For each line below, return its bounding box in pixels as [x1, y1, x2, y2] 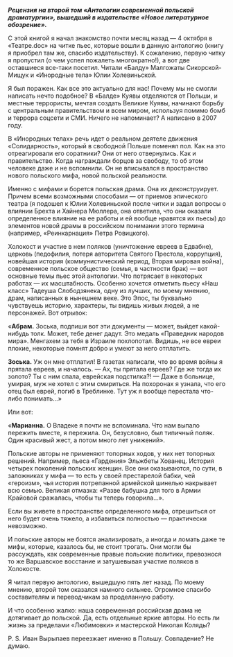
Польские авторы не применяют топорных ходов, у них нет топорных [8, 450, 216, 457]
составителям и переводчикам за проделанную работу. [8, 593, 175, 601]
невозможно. [8, 522, 48, 529]
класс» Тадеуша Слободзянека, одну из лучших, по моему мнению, [8, 287, 211, 295]
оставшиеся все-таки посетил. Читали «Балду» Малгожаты [8, 64, 185, 71]
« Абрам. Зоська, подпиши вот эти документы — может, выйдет [8, 322, 199, 330]
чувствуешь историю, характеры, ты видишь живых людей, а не [8, 301, 200, 309]
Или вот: [8, 408, 33, 416]
